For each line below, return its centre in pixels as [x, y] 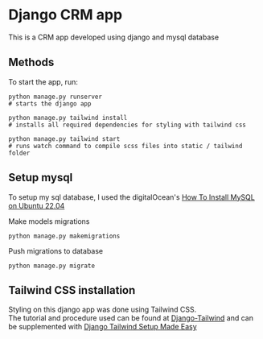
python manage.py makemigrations [64, 236]
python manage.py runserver [55, 97]
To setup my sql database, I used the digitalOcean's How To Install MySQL [131, 197]
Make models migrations [49, 221]
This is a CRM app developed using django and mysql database [114, 37]
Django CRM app [66, 15]
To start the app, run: [43, 81]
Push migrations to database [56, 250]
